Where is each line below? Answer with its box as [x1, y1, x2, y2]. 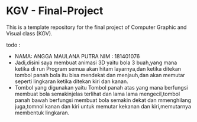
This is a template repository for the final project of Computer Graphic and [6, 24, 187, 31]
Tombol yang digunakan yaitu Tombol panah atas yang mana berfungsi [14, 84, 188, 91]
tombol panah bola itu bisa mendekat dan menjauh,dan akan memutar [14, 71, 185, 78]
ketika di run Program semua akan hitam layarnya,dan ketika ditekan [14, 65, 182, 72]
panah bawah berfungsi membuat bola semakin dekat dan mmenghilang [14, 96, 191, 104]
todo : [6, 41, 21, 48]
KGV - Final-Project [6, 4, 104, 18]
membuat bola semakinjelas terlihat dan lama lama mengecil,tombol [14, 90, 180, 97]
